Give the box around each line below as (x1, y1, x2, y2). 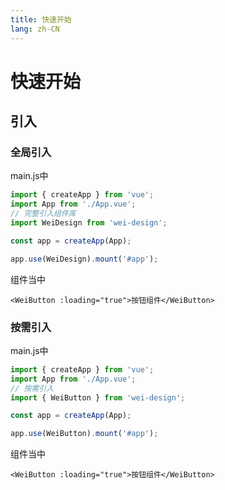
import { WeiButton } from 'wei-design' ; (10, 392, 186, 403)
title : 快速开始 (10, 14, 72, 25)
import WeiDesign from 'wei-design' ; (10, 218, 168, 228)
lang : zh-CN (10, 24, 60, 34)
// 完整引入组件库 (10, 209, 77, 219)
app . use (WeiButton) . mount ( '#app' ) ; (10, 429, 159, 439)
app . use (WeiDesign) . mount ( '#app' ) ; (10, 254, 159, 264)
